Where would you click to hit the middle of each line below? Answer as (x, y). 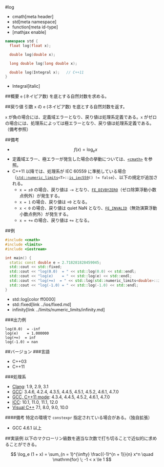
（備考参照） (18, 129)
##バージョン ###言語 (27, 351)
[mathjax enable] (29, 32)
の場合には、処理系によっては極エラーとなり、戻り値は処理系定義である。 (80, 123)
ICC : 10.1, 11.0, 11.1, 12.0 (35, 402)
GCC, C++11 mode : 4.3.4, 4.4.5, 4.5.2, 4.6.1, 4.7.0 (61, 397)
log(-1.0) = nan (21, 342)
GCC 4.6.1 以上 (27, 428)
